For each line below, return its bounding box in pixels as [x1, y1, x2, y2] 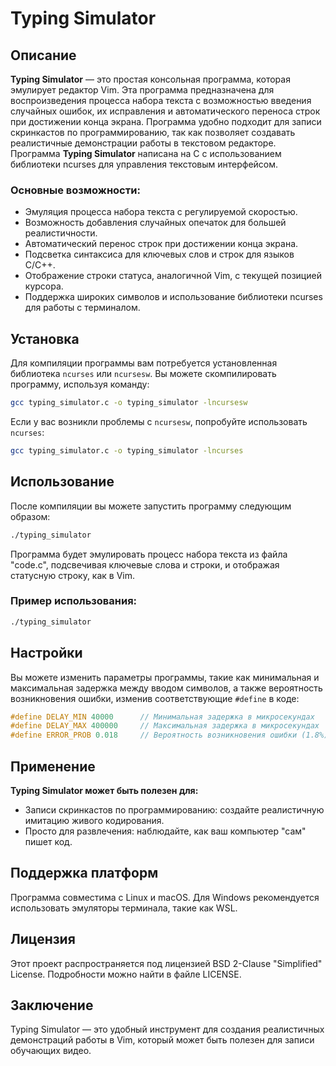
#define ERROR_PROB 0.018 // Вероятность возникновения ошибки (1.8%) [10, 730, 329, 741]
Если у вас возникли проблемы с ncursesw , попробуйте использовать [10, 415, 308, 427]
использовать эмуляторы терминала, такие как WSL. [10, 902, 238, 914]
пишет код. [24, 835, 73, 847]
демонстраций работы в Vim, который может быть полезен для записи [10, 1034, 315, 1046]
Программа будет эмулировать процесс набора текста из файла [10, 548, 288, 560]
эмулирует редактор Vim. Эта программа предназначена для [10, 84, 275, 96]
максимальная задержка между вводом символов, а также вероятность [10, 682, 323, 694]
